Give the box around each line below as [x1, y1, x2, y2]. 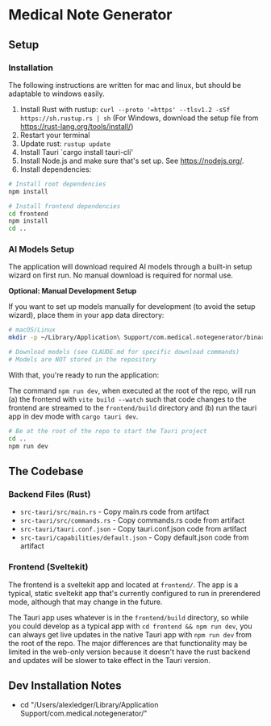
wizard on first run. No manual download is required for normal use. [8, 270, 234, 280]
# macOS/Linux [8, 326, 56, 334]
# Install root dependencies [8, 180, 106, 188]
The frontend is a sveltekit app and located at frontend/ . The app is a [8, 579, 239, 590]
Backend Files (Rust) [8, 488, 91, 499]
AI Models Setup [8, 244, 75, 255]
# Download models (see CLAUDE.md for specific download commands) [8, 348, 240, 357]
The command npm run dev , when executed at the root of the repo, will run [8, 386, 256, 395]
